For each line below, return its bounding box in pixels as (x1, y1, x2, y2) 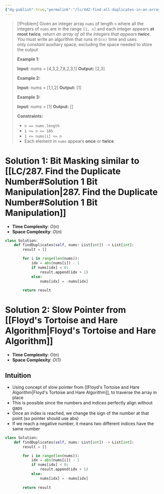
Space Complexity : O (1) (12, 357, 61, 363)
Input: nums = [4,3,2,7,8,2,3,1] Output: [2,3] (17, 66, 105, 71)
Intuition (5, 371, 31, 379)
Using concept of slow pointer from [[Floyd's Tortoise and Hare (12, 384, 140, 390)
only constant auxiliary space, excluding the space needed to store (17, 41, 152, 47)
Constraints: (17, 113, 43, 119)
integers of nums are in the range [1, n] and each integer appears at (17, 25, 155, 32)
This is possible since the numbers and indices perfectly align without (12, 400, 153, 405)
